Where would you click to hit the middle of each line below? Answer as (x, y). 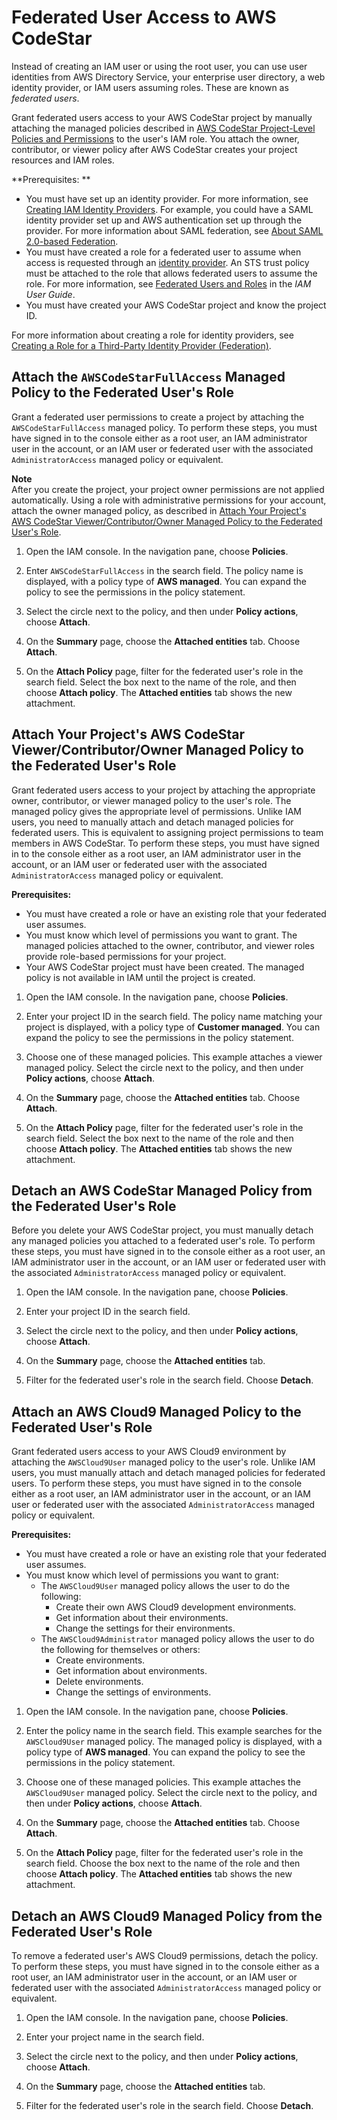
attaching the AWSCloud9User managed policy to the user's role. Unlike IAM (163, 1462)
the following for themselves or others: (120, 1650)
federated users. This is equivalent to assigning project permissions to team (167, 832)
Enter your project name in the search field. (115, 2037)
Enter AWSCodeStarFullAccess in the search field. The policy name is (164, 570)
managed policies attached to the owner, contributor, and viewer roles (170, 945)
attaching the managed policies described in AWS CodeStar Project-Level (163, 128)
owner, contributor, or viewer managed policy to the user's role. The (151, 800)
